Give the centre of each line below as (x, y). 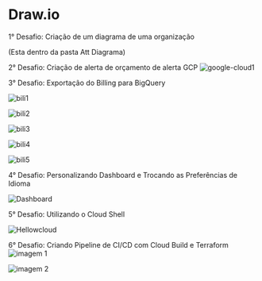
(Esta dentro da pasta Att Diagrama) (67, 52)
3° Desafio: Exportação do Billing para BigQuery (87, 83)
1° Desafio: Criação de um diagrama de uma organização (101, 37)
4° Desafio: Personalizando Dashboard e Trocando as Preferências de (123, 175)
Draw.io (34, 15)
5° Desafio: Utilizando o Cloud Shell (67, 214)
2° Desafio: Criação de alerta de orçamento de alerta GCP (103, 67)
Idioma (19, 183)
